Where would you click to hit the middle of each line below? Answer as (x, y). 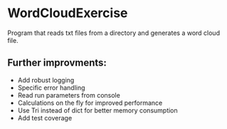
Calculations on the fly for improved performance (90, 103)
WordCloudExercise (68, 13)
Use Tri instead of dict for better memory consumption (97, 110)
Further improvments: (57, 63)
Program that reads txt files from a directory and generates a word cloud (114, 33)
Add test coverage (45, 118)
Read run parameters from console (69, 95)
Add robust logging (46, 80)
